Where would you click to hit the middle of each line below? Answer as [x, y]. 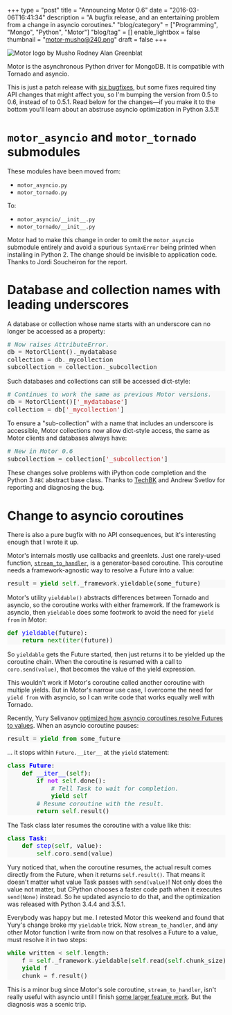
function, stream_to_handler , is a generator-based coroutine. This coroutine [115, 563]
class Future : [31, 766]
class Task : [27, 838]
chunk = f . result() [55, 975]
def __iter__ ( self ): [56, 773]
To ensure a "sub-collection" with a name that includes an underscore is [110, 423]
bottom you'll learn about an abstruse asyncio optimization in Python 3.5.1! [113, 109]
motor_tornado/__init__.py [56, 227]
